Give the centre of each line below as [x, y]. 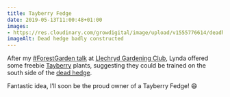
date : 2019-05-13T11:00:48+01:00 [55, 20]
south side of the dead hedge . [50, 73]
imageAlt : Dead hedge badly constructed [66, 39]
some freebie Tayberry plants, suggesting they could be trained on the [107, 66]
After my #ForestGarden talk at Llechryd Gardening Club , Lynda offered [108, 58]
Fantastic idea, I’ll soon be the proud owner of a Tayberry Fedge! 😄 [102, 86]
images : [18, 26]
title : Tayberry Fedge [39, 13]
